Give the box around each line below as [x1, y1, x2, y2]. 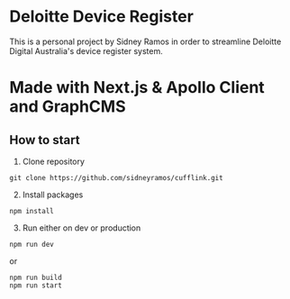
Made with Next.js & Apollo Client [9, 77, 266, 98]
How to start [9, 132, 80, 148]
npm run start [9, 281, 63, 290]
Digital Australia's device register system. [9, 45, 164, 56]
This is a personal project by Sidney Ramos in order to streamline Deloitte [9, 36, 282, 47]
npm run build [9, 273, 63, 282]
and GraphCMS [9, 96, 126, 117]
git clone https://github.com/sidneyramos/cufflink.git [9, 173, 223, 182]
